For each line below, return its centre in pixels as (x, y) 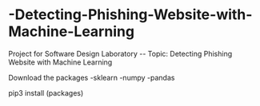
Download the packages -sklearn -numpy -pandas (92, 77)
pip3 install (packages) (46, 92)
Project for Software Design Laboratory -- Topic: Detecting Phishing (120, 53)
